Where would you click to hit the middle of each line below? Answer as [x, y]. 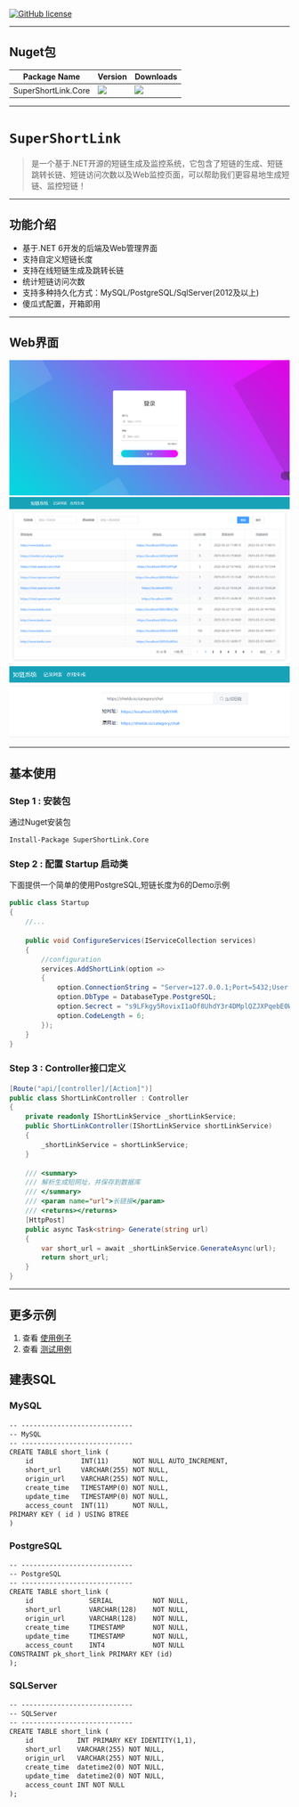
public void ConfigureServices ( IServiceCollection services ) [141, 940]
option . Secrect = [89, 1006]
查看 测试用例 [47, 1348]
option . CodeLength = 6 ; [101, 1015]
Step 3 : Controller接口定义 [68, 1069]
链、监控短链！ [58, 186]
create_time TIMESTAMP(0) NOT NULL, [97, 1487]
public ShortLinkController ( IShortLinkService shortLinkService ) [149, 1127]
